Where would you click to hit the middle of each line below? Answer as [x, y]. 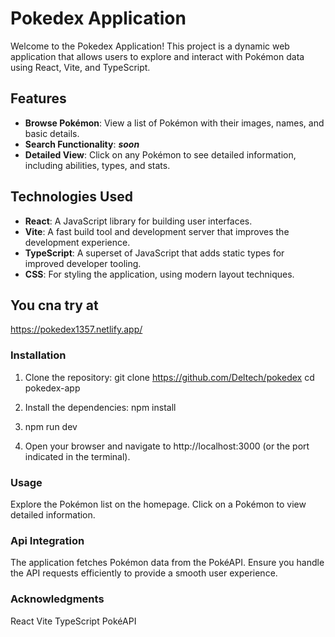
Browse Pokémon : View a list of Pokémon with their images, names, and [174, 123]
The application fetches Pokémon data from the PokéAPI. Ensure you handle [167, 563]
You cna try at [54, 305]
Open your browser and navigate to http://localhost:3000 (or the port [167, 446]
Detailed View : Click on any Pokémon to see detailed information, [160, 154]
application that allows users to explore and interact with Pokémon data [157, 56]
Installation [38, 355]
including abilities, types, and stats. [97, 165]
